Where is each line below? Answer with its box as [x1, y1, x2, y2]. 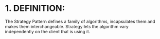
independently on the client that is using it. [5, 29, 90, 34]
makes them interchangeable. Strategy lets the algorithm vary [5, 23, 129, 29]
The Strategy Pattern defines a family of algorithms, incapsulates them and [5, 19, 156, 24]
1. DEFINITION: [5, 3, 65, 14]
